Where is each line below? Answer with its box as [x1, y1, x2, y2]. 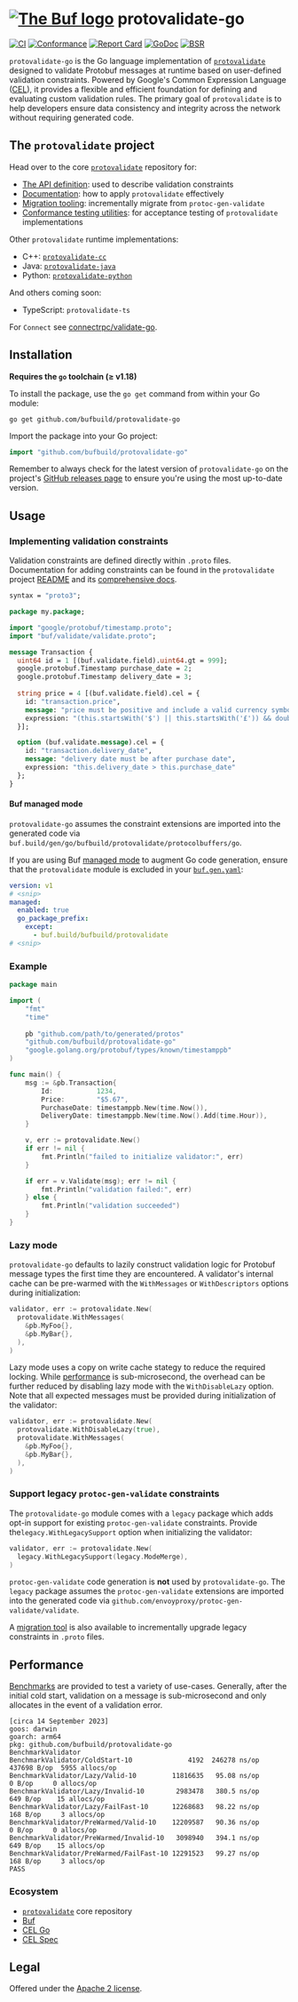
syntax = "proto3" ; [9, 591, 82, 600]
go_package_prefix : [17, 914, 90, 924]
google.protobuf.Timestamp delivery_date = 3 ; [17, 672, 192, 682]
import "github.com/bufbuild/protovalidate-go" [9, 447, 189, 457]
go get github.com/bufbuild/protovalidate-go [9, 414, 180, 424]
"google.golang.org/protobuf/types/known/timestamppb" [25, 1045, 232, 1055]
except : [25, 923, 53, 932]
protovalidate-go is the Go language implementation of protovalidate [9, 55, 266, 66]
